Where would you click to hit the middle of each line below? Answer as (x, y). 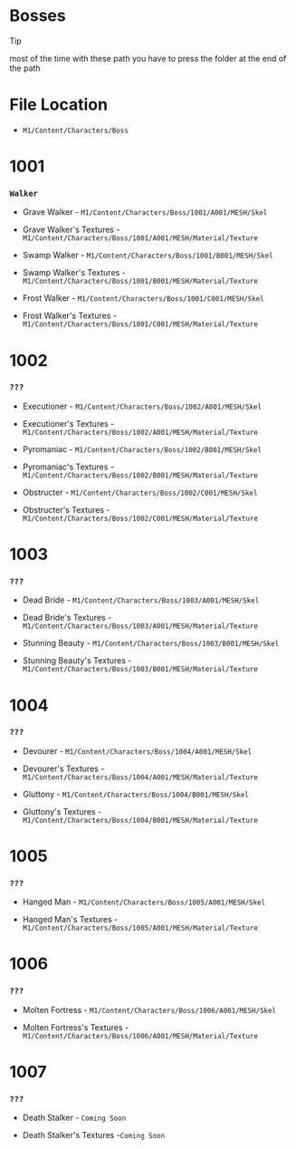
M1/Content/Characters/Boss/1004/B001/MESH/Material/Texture (140, 820)
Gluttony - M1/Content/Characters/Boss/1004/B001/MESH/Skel (135, 794)
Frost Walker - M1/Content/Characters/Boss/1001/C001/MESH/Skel (143, 298)
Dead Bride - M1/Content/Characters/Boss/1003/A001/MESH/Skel (141, 600)
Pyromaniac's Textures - (68, 467)
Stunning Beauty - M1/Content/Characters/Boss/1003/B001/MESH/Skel (151, 643)
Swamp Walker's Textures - (74, 273)
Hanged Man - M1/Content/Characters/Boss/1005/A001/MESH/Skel (143, 902)
